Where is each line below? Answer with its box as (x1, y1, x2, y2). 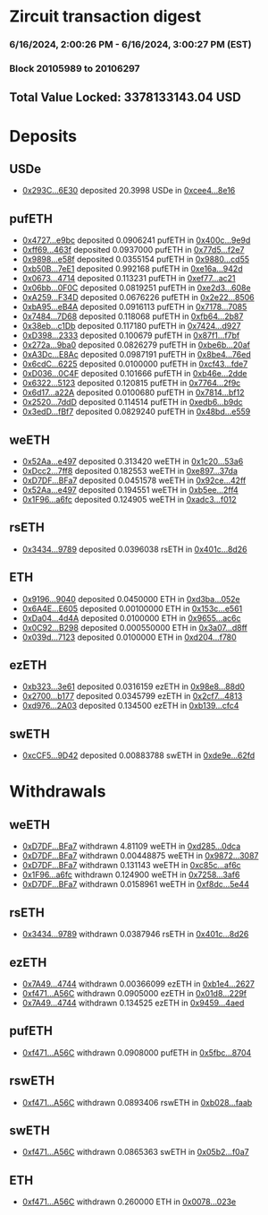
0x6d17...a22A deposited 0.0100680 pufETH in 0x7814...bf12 (21, 387, 245, 398)
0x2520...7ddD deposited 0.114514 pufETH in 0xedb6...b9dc (21, 397, 243, 408)
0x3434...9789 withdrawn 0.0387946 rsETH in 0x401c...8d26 (21, 929, 249, 940)
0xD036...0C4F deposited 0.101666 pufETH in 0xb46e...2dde (21, 368, 247, 379)
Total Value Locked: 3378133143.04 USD (9, 90, 241, 105)
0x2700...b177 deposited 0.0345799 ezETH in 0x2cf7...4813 (21, 691, 243, 702)
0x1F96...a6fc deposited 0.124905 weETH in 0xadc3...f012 (21, 495, 237, 505)
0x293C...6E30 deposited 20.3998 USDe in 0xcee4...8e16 (21, 185, 236, 196)
